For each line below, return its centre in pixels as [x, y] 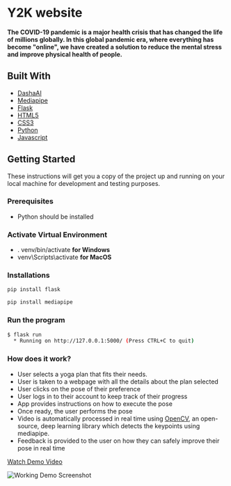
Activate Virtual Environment [57, 235]
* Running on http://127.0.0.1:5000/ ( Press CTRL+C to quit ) [104, 341]
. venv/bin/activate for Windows [63, 250]
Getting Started [41, 159]
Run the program [36, 320]
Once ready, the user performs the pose [75, 411]
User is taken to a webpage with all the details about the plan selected [118, 382]
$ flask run [24, 335]
